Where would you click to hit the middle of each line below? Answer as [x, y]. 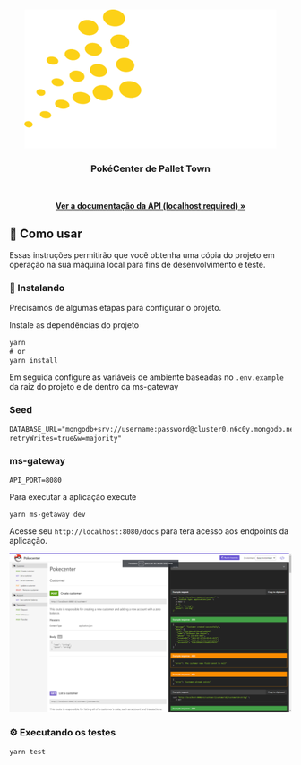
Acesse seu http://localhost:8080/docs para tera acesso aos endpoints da [149, 531]
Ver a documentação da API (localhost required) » [150, 205]
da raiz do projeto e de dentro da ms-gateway [94, 386]
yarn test [28, 752]
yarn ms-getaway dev [48, 515]
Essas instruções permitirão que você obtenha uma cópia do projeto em [142, 255]
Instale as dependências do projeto [74, 325]
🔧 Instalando [37, 288]
